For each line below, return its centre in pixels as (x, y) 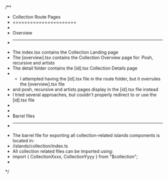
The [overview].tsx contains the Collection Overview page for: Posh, (83, 57)
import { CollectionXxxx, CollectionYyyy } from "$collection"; (75, 156)
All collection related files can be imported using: (63, 151)
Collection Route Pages (36, 17)
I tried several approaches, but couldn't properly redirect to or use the (84, 95)
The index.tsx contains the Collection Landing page (65, 52)
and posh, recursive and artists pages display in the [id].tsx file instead (85, 89)
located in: (23, 140)
